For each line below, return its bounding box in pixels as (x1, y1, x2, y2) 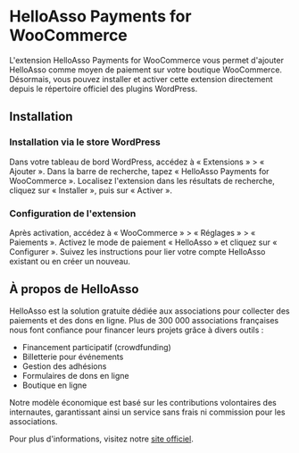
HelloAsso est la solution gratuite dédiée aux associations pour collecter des (9, 306, 290, 316)
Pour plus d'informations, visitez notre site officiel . (9, 433, 194, 444)
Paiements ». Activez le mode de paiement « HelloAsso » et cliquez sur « (9, 237, 278, 247)
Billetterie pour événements (21, 351, 124, 362)
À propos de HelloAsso (9, 281, 139, 297)
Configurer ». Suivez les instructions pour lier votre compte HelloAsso (9, 246, 266, 256)
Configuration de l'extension (9, 207, 137, 220)
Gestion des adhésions (21, 360, 107, 372)
